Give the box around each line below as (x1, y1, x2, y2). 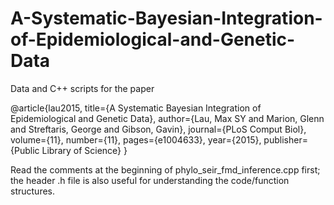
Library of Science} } (41, 144, 128, 156)
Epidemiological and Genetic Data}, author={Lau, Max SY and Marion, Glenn (10, 112, 325, 124)
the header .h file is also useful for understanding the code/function (10, 174, 290, 186)
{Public (10, 144, 40, 156)
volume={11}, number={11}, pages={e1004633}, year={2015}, (10, 133, 262, 146)
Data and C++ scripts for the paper (10, 82, 155, 94)
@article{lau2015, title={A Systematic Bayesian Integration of (10, 102, 262, 114)
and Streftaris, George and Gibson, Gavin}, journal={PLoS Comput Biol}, (10, 123, 307, 135)
